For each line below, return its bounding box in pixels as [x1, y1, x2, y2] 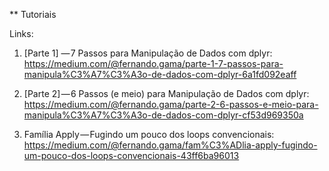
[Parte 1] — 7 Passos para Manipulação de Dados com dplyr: [23, 47, 273, 59]
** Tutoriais [9, 9, 57, 20]
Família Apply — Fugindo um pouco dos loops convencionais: [23, 129, 275, 140]
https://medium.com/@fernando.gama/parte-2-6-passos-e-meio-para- [23, 99, 319, 110]
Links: [9, 28, 34, 39]
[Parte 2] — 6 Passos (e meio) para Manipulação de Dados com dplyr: [23, 88, 310, 99]
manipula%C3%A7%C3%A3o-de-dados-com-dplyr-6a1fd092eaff [23, 69, 297, 80]
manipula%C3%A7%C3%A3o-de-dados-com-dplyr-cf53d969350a [23, 109, 304, 121]
